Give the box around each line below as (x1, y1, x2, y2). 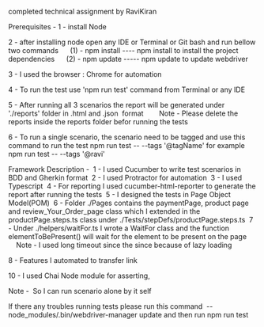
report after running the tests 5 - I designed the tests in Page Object (8, 190, 232, 199)
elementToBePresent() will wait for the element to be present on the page (8, 232, 247, 241)
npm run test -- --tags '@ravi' (8, 150, 105, 158)
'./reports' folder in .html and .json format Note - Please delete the (8, 108, 239, 118)
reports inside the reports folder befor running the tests (8, 117, 188, 126)
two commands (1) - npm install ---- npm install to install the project (8, 46, 239, 55)
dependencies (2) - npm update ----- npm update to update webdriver (8, 55, 249, 63)
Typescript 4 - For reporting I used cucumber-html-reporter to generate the (8, 181, 256, 191)
